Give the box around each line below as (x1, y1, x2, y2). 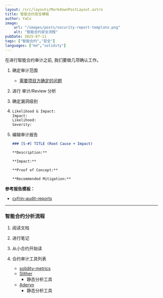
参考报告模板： (5, 186, 35, 191)
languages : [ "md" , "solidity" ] (5, 43, 66, 48)
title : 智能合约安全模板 (5, 12, 49, 16)
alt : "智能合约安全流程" (14, 30, 58, 34)
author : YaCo (5, 16, 32, 21)
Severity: (12, 122, 33, 127)
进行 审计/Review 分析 (12, 88, 57, 94)
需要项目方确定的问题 (19, 78, 62, 83)
